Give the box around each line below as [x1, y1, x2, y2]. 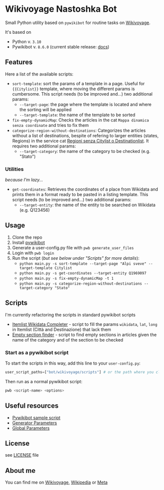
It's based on [5, 29, 32, 35]
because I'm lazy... [5, 177, 43, 183]
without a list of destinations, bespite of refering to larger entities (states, [12, 132, 159, 138]
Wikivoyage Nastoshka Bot [5, 3, 117, 15]
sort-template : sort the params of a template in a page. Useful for [12, 80, 145, 86]
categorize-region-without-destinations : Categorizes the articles [12, 127, 146, 133]
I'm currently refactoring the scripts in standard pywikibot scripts [5, 312, 136, 318]
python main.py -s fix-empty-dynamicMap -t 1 [19, 276, 114, 281]
